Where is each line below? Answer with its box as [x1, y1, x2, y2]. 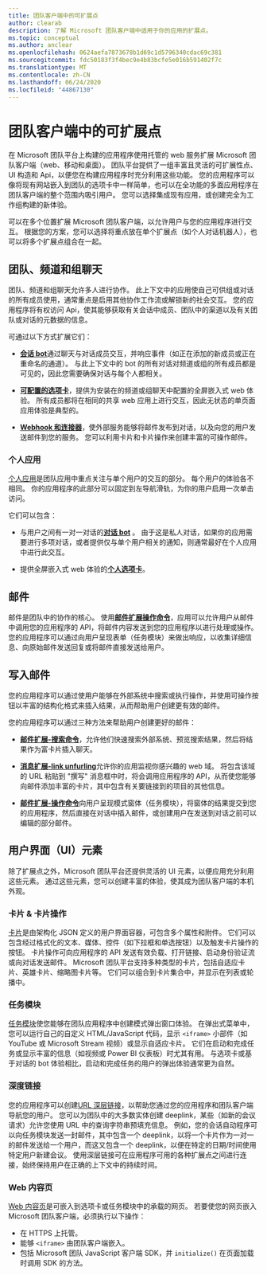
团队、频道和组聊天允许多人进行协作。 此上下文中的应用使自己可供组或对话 [8, 285, 254, 295]
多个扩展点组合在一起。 [29, 237, 106, 247]
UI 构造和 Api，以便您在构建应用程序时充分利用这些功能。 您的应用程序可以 [8, 170, 255, 180]
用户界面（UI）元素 [8, 843, 103, 857]
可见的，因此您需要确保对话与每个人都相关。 [19, 369, 167, 378]
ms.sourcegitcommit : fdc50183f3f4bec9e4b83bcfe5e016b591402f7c [8, 57, 222, 65]
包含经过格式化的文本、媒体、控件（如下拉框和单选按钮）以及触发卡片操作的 [8, 937, 259, 948]
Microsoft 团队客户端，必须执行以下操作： [8, 1211, 146, 1221]
